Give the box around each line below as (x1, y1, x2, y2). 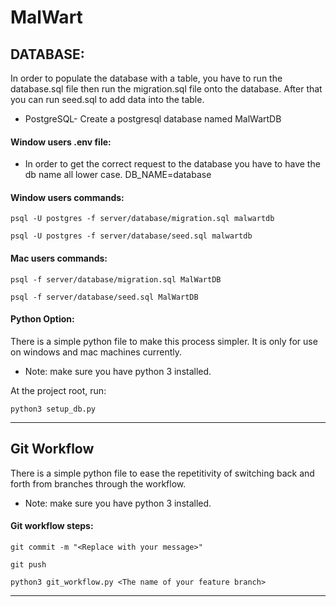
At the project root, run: (10, 384, 107, 396)
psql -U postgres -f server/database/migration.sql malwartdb (10, 214, 275, 224)
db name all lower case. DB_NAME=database (24, 169, 212, 181)
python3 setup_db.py (10, 404, 97, 414)
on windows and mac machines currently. (10, 346, 183, 358)
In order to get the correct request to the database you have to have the (24, 158, 321, 170)
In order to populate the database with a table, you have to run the (10, 72, 283, 84)
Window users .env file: (10, 136, 112, 148)
